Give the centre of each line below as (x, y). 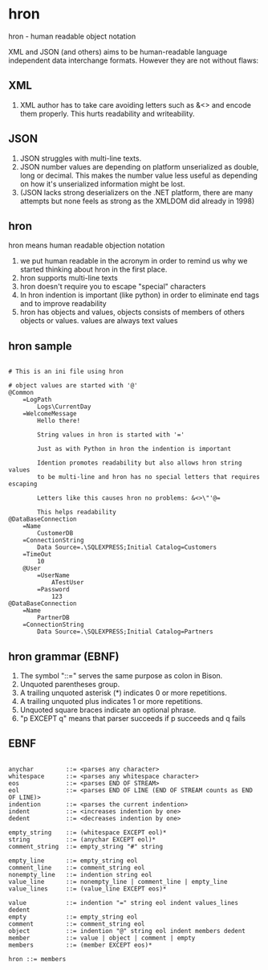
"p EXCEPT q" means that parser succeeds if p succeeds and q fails (133, 718)
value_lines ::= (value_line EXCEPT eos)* (87, 889)
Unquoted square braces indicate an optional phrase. (108, 710)
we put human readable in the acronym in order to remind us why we (134, 261)
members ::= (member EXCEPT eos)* (80, 945)
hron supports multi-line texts (69, 278)
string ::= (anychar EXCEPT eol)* (82, 839)
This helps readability (77, 512)
